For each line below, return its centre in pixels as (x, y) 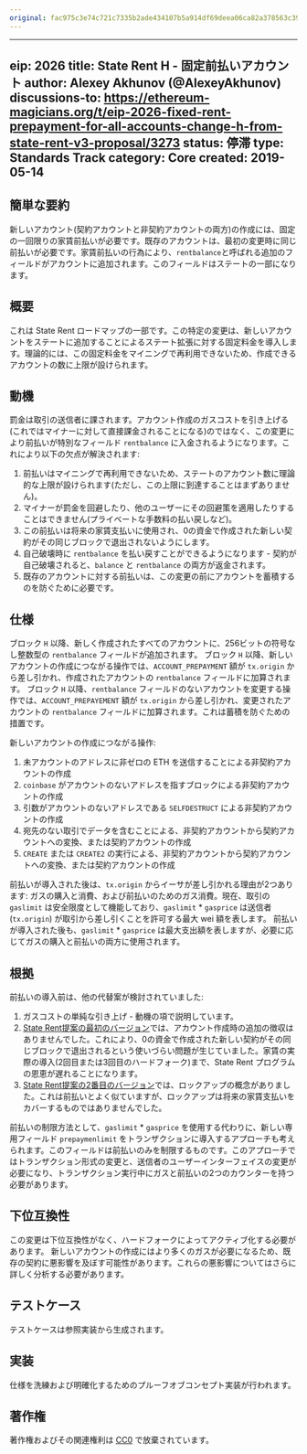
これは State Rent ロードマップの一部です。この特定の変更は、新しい (139, 330)
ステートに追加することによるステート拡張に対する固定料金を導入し (161, 342)
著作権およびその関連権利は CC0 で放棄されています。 (112, 1440)
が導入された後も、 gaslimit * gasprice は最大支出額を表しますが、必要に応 (152, 930)
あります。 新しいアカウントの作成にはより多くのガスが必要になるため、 (146, 1251)
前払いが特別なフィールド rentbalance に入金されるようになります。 (153, 443)
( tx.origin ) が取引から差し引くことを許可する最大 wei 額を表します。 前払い (153, 919)
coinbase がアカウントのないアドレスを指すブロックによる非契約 (144, 785)
